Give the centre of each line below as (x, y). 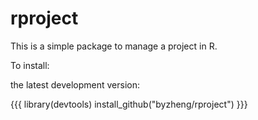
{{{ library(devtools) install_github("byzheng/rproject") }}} (129, 104)
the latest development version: (75, 84)
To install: (30, 65)
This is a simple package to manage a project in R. (114, 46)
